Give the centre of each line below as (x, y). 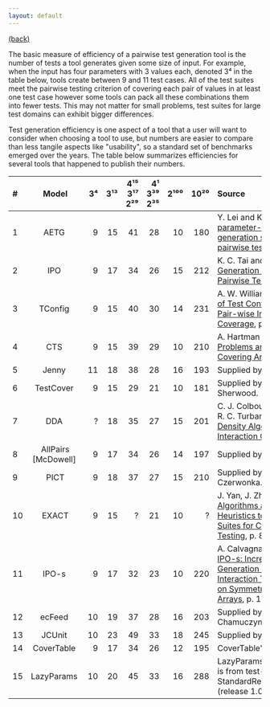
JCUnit (54, 635)
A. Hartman (238, 337)
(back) (19, 39)
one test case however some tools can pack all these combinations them (129, 96)
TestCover (54, 388)
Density (231, 426)
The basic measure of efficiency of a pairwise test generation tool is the (127, 54)
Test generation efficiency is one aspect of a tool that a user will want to (128, 129)
